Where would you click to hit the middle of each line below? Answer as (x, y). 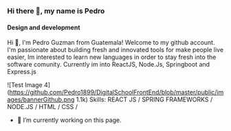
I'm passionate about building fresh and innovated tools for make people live (115, 50)
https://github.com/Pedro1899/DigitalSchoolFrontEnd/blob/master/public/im (117, 93)
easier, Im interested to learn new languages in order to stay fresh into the (112, 57)
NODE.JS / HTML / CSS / (42, 107)
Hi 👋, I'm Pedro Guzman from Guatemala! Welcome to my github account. (111, 43)
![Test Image (25, 85)
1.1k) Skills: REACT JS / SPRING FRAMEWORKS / (144, 99)
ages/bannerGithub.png (41, 99)
